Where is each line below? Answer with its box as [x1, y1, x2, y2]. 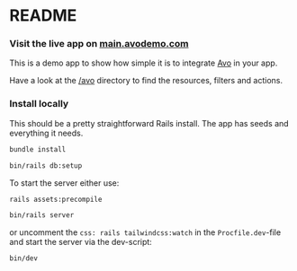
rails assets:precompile [9, 195, 103, 204]
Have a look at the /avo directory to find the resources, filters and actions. [9, 75, 283, 86]
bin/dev [9, 254, 39, 263]
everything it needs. [9, 127, 84, 138]
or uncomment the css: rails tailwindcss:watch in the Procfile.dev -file [9, 227, 282, 238]
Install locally [9, 98, 69, 110]
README [9, 5, 77, 26]
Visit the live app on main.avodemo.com [9, 38, 189, 50]
